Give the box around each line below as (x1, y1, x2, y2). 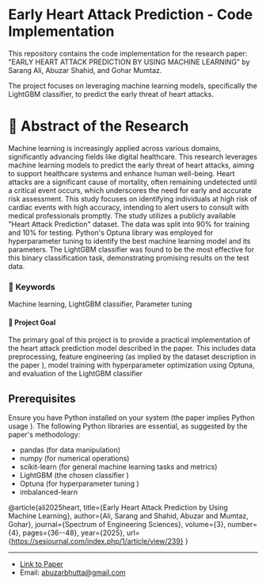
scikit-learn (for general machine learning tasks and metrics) (19, 462, 218, 471)
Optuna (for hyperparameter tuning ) (19, 479, 140, 489)
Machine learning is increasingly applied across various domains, (8, 143, 222, 152)
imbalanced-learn (19, 487, 78, 497)
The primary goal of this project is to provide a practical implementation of (8, 335, 251, 344)
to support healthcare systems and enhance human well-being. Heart (8, 168, 235, 178)
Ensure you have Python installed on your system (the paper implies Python (8, 413, 255, 422)
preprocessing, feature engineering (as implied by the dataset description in (8, 352, 256, 362)
